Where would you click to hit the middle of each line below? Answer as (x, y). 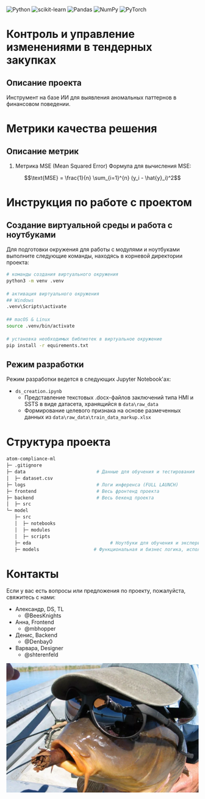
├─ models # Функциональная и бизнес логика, (99, 549)
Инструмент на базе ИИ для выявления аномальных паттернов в (92, 97)
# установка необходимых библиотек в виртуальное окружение (85, 339)
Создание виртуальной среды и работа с (89, 225)
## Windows (20, 300)
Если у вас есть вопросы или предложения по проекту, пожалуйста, (96, 591)
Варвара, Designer (39, 648)
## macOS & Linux (28, 320)
